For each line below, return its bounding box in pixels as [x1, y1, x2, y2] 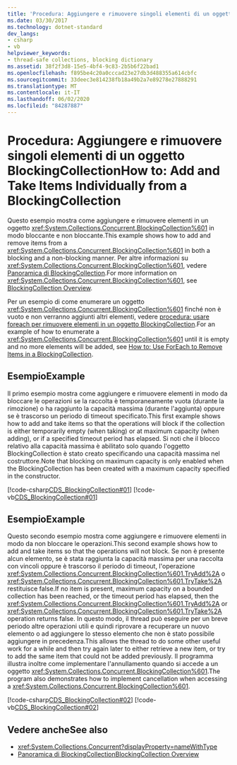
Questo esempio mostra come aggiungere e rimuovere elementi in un [7, 216, 209, 225]
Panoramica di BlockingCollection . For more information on [7, 268, 178, 277]
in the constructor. [7, 471, 61, 480]
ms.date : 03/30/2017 [7, 17, 68, 24]
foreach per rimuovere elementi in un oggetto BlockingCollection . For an [7, 319, 215, 328]
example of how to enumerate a [7, 327, 100, 336]
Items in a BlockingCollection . [7, 350, 94, 358]
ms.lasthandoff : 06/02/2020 [7, 96, 90, 103]
